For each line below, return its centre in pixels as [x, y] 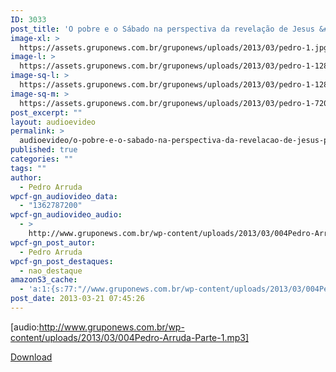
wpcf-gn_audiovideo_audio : [66, 215]
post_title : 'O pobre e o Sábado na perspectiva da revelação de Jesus [162, 29]
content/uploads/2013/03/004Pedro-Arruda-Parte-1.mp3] [130, 337]
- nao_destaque [51, 271]
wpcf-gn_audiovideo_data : [64, 196]
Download [31, 357]
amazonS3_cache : [44, 280]
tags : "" [28, 168]
